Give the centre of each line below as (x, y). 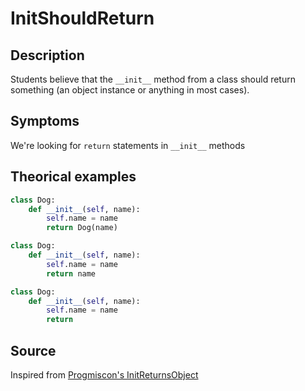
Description (47, 55)
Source (33, 350)
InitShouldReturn (82, 18)
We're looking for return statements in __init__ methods (128, 145)
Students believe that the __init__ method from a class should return (153, 79)
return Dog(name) (82, 228)
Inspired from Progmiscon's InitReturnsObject (104, 374)
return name (71, 273)
